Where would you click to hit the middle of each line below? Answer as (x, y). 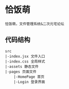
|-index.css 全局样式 (25, 61)
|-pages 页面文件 (21, 72)
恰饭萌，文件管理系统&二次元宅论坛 (35, 24)
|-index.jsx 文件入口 (25, 56)
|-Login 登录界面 (29, 82)
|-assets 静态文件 (22, 66)
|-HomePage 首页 (29, 77)
